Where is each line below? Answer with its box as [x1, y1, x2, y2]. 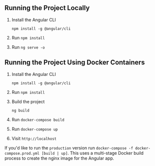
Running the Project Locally [4, 4, 90, 12]
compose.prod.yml [4, 151, 40, 156]
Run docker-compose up [11, 126, 58, 132]
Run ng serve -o [11, 44, 45, 50]
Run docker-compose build [11, 116, 65, 122]
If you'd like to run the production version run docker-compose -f [4, 145, 133, 150]
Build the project [11, 98, 45, 104]
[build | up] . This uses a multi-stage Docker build [41, 150, 144, 156]
